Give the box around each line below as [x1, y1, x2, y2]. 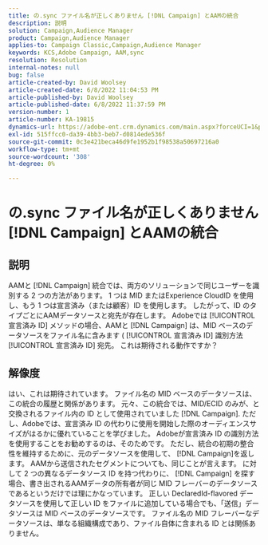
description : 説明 [8, 19, 67, 27]
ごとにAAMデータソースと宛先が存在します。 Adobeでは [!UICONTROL [22, 310, 255, 320]
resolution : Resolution [8, 57, 88, 65]
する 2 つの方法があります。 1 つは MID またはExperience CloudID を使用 [14, 290, 254, 300]
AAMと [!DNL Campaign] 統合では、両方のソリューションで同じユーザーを [8, 281, 253, 290]
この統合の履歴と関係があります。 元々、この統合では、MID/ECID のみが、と [8, 398, 260, 408]
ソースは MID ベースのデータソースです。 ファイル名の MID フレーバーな [14, 508, 253, 518]
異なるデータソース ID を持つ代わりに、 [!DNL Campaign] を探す [43, 468, 255, 478]
